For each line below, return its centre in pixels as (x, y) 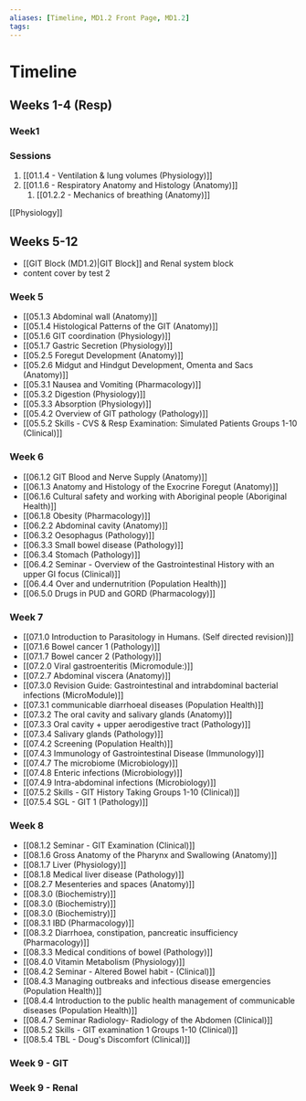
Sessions (31, 155)
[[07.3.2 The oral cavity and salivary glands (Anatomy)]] (127, 715)
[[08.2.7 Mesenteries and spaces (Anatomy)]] (109, 884)
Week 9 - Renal (44, 1088)
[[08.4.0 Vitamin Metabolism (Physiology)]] (104, 962)
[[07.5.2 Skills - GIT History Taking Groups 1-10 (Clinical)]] (131, 792)
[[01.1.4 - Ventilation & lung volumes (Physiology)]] (117, 175)
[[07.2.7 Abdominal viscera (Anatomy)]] (97, 676)
